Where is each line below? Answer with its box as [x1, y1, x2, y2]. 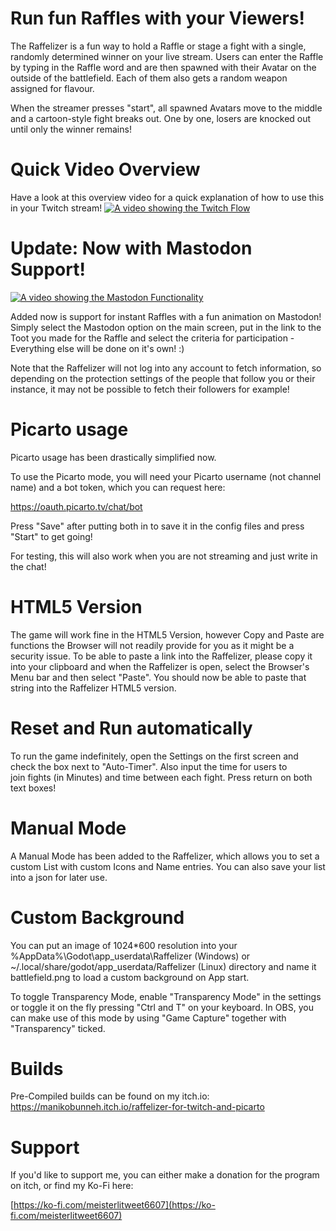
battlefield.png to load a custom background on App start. [10, 971, 250, 983]
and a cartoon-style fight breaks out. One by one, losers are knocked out [10, 112, 312, 124]
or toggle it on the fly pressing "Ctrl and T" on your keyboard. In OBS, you [10, 1001, 314, 1013]
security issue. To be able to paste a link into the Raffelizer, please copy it [10, 650, 313, 662]
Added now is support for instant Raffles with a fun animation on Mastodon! [10, 310, 322, 322]
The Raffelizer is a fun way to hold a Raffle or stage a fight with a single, [10, 40, 307, 52]
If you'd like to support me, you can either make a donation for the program [10, 1169, 320, 1181]
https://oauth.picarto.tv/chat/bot [10, 500, 143, 512]
